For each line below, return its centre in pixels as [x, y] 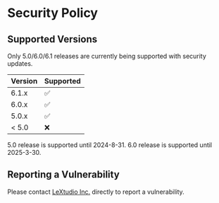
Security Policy [53, 13]
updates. [20, 64]
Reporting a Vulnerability [63, 175]
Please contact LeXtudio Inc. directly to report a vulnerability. [96, 192]
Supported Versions [52, 39]
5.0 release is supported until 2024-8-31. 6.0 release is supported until [110, 145]
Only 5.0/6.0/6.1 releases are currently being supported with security [107, 56]
